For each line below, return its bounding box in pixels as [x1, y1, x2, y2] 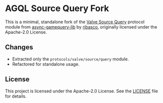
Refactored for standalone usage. [12, 61, 80, 67]
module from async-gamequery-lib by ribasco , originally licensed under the [5, 24, 158, 29]
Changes [5, 43, 33, 51]
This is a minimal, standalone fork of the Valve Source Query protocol [5, 19, 145, 25]
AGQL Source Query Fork [5, 3, 109, 14]
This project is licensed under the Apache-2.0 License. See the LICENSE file [5, 88, 158, 94]
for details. [5, 93, 27, 99]
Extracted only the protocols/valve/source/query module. [12, 56, 129, 62]
